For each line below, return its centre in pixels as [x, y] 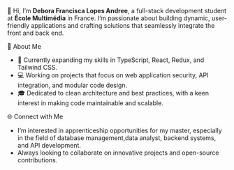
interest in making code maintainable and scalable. [90, 103]
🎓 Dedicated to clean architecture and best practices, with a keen [113, 93]
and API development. [49, 145]
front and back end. [36, 33]
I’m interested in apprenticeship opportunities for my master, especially [119, 130]
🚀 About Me [24, 46]
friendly [19, 25]
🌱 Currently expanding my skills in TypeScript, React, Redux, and [111, 60]
